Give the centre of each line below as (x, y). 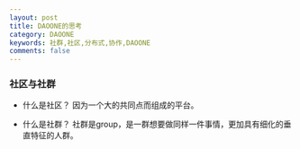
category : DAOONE (42, 34)
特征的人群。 (54, 136)
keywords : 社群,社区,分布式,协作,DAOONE (80, 43)
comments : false (40, 51)
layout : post (34, 18)
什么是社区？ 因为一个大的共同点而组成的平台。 (110, 105)
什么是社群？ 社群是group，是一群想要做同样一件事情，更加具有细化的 (153, 124)
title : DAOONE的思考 (46, 26)
